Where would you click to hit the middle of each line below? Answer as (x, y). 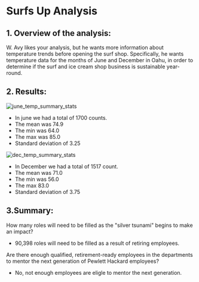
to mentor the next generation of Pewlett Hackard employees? (83, 261)
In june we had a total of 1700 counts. (61, 117)
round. (14, 73)
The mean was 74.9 (39, 124)
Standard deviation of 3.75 (48, 192)
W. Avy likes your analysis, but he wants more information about (85, 47)
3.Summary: (30, 211)
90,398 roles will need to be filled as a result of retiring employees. (97, 243)
